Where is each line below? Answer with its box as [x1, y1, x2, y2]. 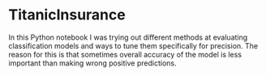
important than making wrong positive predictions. [8, 58, 177, 68]
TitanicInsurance [8, 6, 126, 24]
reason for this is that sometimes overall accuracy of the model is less [8, 49, 242, 59]
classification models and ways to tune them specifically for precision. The [8, 40, 259, 50]
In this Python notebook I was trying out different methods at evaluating [8, 32, 248, 42]
